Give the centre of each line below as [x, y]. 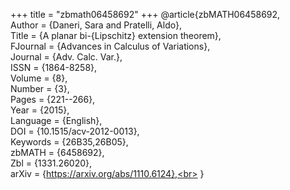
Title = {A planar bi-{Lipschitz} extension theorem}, [116, 35]
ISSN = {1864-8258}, [54, 67]
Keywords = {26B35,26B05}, [69, 142]
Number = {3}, [40, 88]
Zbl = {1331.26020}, [51, 163]
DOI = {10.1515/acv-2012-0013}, [75, 131]
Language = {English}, [56, 120]
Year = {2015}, [40, 110]
